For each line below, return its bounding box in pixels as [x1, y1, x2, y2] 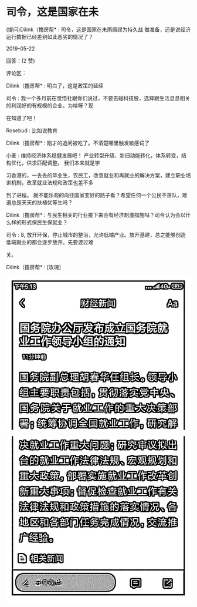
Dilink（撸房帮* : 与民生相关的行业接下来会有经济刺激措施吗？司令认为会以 [6, 211, 186, 218]
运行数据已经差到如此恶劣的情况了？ [6, 33, 94, 40]
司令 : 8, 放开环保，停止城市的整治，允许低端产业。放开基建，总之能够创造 [6, 231, 186, 238]
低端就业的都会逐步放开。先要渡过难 [6, 239, 94, 246]
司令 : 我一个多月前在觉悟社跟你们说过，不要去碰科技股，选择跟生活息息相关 [6, 95, 191, 102]
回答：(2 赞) [6, 57, 35, 64]
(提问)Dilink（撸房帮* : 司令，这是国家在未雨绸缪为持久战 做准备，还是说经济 [6, 26, 191, 33]
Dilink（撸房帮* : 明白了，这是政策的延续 [6, 82, 104, 89]
